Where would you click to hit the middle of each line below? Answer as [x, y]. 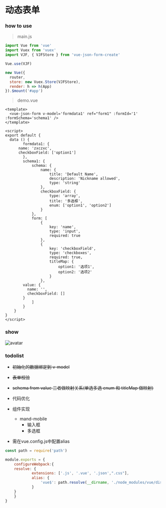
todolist [15, 355]
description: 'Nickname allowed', [85, 179]
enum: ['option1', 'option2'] [80, 205]
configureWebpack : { [34, 464]
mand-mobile [33, 419]
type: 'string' [65, 183]
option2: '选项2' [75, 272]
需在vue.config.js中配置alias [41, 441]
